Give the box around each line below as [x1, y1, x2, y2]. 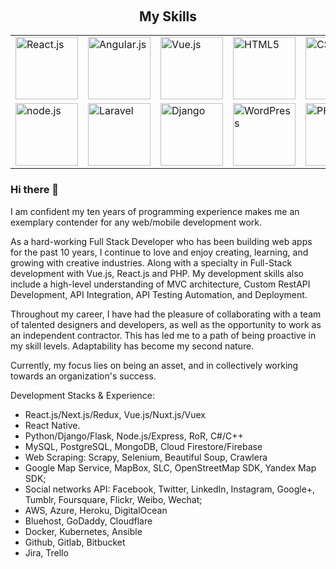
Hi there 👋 [10, 183, 60, 197]
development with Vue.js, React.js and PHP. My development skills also [10, 267, 304, 279]
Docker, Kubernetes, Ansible [24, 525, 143, 537]
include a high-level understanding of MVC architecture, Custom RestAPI [10, 278, 311, 290]
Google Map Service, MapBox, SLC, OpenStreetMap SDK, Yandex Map [24, 461, 317, 474]
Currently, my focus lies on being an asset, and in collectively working [10, 359, 299, 371]
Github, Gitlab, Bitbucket [24, 536, 126, 548]
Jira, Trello [24, 546, 69, 559]
